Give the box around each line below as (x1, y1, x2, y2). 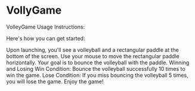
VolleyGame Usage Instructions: (6, 23, 85, 30)
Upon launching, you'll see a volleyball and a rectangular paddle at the (6, 46, 179, 54)
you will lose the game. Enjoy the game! (6, 78, 104, 85)
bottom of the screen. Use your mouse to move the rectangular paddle (6, 52, 180, 59)
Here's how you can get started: (6, 34, 85, 42)
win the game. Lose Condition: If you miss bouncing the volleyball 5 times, (6, 71, 189, 79)
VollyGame (6, 4, 62, 17)
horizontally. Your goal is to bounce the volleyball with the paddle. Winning (6, 59, 190, 66)
